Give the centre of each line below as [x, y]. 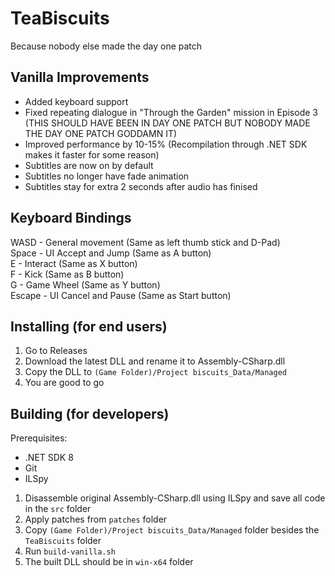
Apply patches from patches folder [96, 519]
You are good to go [64, 383]
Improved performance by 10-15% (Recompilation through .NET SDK [166, 144]
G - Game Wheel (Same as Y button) [85, 284]
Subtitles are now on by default [89, 165]
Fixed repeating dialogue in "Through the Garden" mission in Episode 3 [171, 112]
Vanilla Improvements [80, 77]
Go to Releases [56, 351]
